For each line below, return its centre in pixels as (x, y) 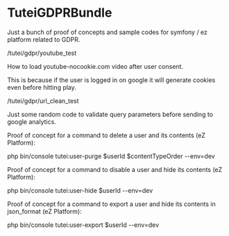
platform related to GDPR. (44, 39)
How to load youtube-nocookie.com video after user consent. (95, 66)
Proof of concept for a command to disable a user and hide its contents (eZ (115, 169)
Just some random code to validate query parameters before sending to (110, 114)
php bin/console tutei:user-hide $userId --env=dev (80, 190)
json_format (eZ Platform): (44, 211)
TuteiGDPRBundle (60, 13)
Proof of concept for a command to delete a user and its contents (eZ (107, 135)
